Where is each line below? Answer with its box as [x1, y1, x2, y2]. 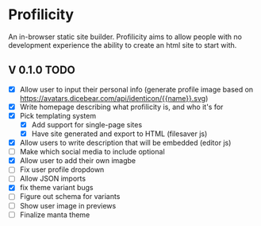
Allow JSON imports [19, 173, 86, 184]
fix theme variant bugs [19, 183, 94, 193]
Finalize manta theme [19, 209, 90, 220]
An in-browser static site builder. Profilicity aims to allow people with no [8, 32, 242, 41]
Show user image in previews [19, 201, 117, 210]
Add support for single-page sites [31, 119, 143, 129]
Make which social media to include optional [19, 147, 165, 157]
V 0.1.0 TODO [8, 64, 75, 77]
